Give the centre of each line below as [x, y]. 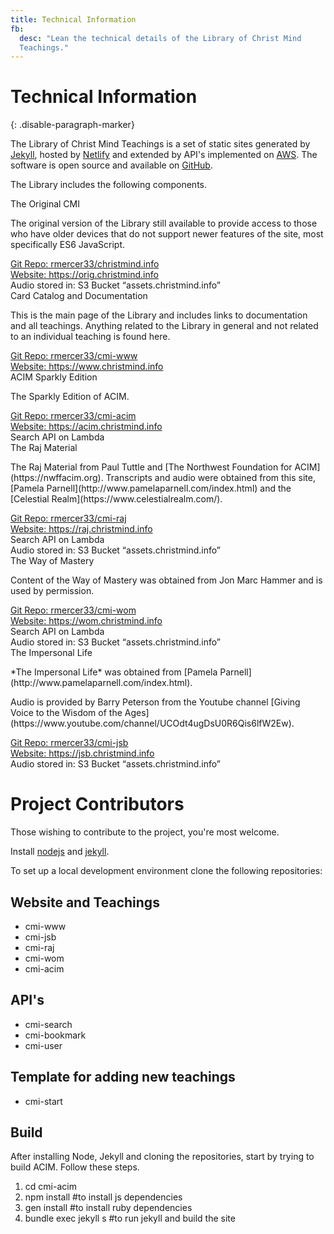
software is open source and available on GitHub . [111, 165]
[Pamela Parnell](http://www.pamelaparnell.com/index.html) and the [151, 488]
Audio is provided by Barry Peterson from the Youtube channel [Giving [155, 702]
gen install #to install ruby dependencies [108, 1208]
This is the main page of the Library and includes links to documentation [159, 315]
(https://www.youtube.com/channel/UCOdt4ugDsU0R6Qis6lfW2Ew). [152, 723]
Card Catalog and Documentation [79, 296]
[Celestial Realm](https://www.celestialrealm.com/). [116, 499]
